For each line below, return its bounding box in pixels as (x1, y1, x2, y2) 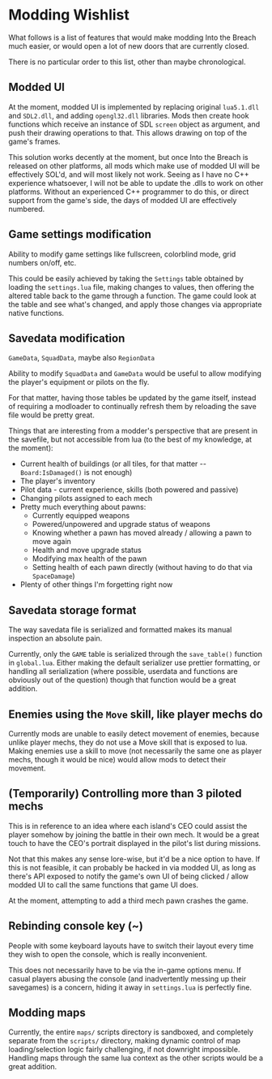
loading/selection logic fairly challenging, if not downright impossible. (8, 1045, 240, 1055)
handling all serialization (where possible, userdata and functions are (8, 667, 238, 676)
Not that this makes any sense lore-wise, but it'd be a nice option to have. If (8, 854, 261, 864)
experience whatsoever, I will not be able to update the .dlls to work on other (8, 178, 264, 188)
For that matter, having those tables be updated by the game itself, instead (8, 393, 257, 403)
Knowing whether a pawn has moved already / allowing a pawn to (32, 528, 253, 537)
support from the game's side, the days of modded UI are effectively (8, 195, 237, 205)
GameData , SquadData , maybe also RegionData (8, 353, 155, 363)
